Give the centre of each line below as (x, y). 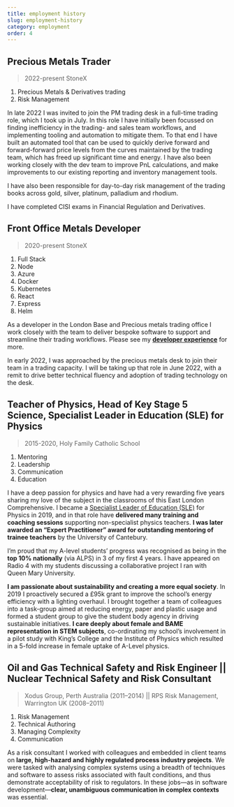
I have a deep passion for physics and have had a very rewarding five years (116, 493)
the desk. (21, 382)
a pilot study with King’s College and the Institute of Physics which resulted (115, 638)
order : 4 (20, 33)
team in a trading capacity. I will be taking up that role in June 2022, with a (115, 368)
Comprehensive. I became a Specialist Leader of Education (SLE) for (106, 507)
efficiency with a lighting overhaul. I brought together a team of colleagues (115, 601)
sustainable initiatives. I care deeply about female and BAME (95, 623)
